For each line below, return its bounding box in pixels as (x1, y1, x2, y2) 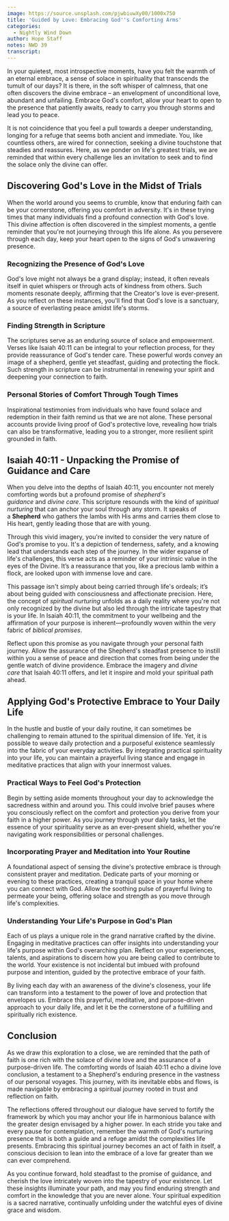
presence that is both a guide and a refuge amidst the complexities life (7, 1134, 206, 1142)
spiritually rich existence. (7, 1011, 77, 1019)
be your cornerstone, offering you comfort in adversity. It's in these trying (7, 205, 215, 214)
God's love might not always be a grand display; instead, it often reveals (7, 275, 210, 283)
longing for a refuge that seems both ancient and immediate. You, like (7, 131, 203, 139)
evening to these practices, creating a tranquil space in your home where (7, 877, 213, 885)
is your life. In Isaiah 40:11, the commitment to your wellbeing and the (7, 612, 202, 620)
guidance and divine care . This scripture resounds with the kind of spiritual (7, 498, 219, 506)
